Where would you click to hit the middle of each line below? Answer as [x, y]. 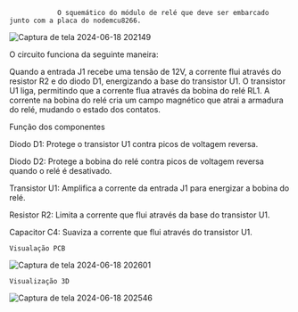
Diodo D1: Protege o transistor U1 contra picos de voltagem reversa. [134, 144]
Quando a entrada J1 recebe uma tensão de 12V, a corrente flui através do [145, 72]
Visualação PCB [37, 249]
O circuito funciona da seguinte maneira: [84, 54]
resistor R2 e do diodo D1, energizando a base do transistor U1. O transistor [148, 81]
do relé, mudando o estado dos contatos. [85, 110]
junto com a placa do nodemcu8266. [75, 21]
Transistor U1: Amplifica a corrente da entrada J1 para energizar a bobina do [149, 188]
